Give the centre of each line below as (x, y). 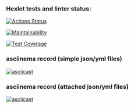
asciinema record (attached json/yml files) (68, 87)
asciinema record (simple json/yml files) (64, 59)
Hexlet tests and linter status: (49, 9)
